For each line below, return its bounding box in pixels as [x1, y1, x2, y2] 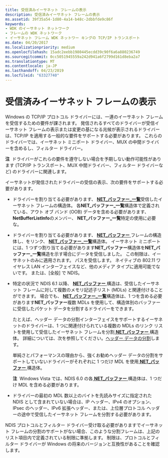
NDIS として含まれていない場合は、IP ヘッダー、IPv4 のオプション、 [12, 399, 154, 405]
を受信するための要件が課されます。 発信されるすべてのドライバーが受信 [5, 120, 155, 126]
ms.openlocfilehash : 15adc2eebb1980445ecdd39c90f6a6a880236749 [5, 49, 140, 54]
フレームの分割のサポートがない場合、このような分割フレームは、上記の [11, 428, 160, 434]
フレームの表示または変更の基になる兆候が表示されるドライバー [28, 126, 160, 132]
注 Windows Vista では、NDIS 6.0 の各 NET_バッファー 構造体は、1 [12, 375, 152, 381]
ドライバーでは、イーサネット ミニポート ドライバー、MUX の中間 [5, 139, 142, 145]
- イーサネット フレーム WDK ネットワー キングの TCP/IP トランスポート [5, 36, 140, 41]
